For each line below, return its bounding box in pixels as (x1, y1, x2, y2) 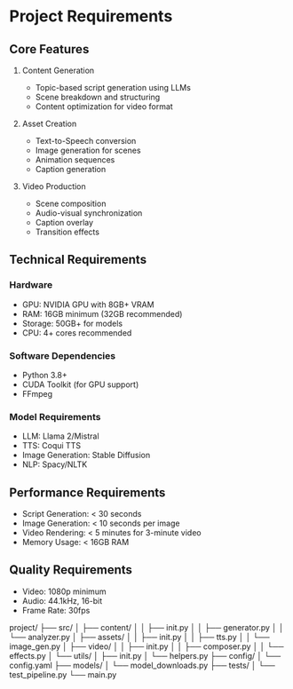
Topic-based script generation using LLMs (35, 83, 191, 92)
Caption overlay (35, 218, 94, 227)
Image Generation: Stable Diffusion (21, 450, 151, 461)
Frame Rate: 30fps (21, 605, 91, 615)
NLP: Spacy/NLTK (21, 459, 88, 470)
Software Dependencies (9, 349, 116, 361)
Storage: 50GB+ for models (21, 318, 123, 329)
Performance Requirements (9, 485, 166, 500)
